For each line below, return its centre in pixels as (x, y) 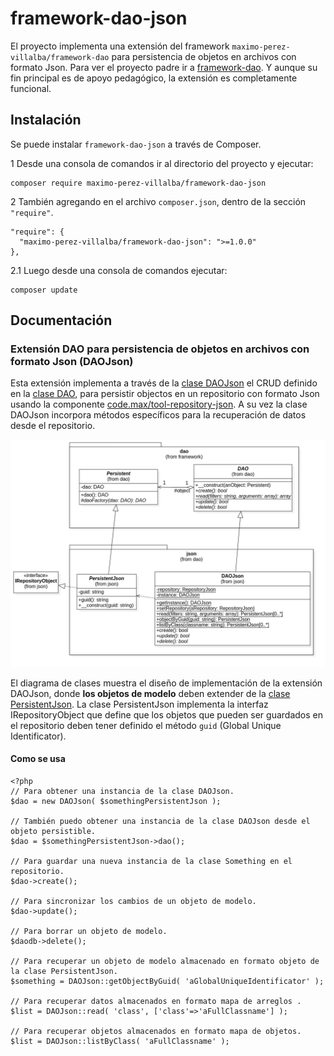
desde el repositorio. (53, 426)
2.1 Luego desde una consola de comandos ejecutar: (119, 270)
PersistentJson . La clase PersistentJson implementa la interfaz (139, 704)
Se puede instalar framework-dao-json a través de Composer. (136, 144)
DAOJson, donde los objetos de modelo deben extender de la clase (150, 693)
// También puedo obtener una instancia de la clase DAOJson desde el (160, 821)
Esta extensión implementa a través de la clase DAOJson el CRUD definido (164, 383)
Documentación (61, 320)
